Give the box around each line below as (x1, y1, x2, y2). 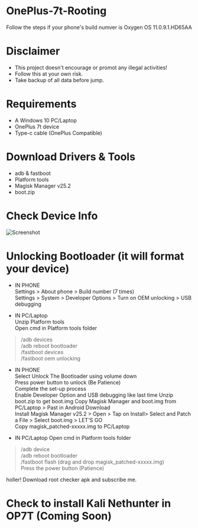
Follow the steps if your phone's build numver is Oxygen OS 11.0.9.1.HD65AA (6, 24, 192, 31)
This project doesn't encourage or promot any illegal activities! (14, 64, 167, 71)
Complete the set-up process (14, 385, 87, 392)
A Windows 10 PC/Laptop (14, 116, 77, 124)
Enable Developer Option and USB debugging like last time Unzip (14, 391, 173, 399)
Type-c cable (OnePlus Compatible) (14, 129, 102, 137)
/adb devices (20, 336, 53, 343)
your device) (6, 262, 70, 276)
